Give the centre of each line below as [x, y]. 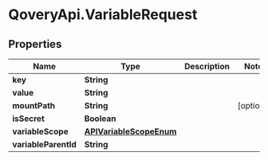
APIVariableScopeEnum [130, 131]
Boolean [100, 119]
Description [207, 66]
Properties [35, 44]
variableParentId [45, 144]
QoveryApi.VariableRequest [103, 15]
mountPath [34, 105]
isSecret [29, 119]
